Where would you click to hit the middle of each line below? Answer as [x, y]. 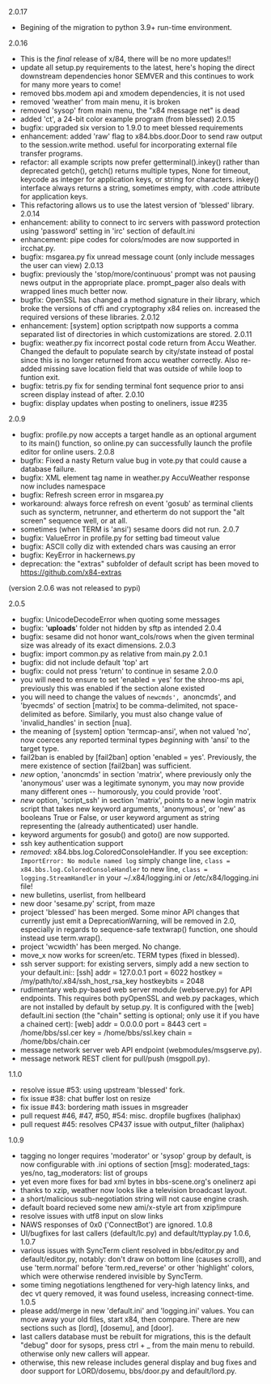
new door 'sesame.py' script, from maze [87, 903]
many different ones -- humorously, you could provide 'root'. [121, 792]
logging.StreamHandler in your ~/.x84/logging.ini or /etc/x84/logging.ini [139, 878]
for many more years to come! [70, 85]
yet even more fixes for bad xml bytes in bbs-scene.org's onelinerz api [138, 1181]
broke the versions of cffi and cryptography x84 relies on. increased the [140, 308]
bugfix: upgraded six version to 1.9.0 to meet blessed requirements [131, 128]
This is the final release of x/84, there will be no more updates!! [126, 59]
